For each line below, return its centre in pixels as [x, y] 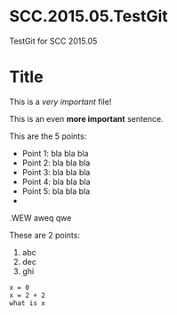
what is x [28, 303]
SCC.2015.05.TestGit [89, 16]
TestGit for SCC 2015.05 [53, 41]
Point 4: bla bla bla [56, 182]
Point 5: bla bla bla [56, 191]
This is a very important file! [60, 101]
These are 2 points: [44, 235]
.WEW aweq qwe [40, 218]
